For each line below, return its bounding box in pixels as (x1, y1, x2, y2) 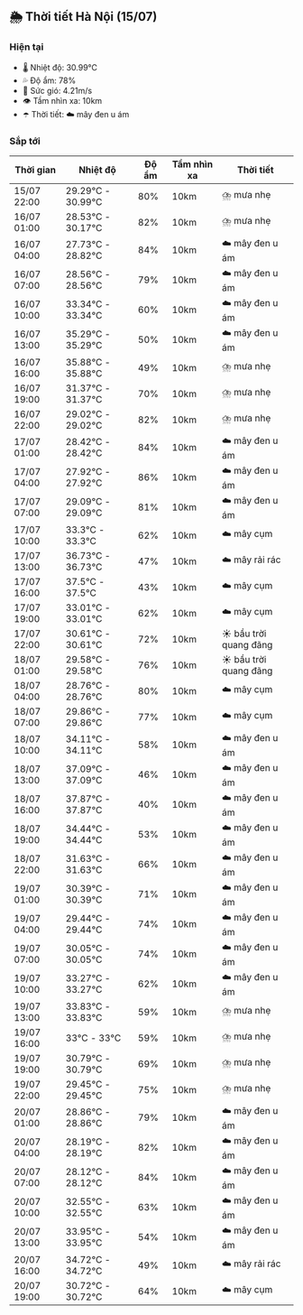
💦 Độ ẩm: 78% (22, 75, 77, 86)
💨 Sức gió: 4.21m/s (22, 85, 93, 96)
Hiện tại (9, 41, 44, 53)
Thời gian (14, 163, 57, 176)
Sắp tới (9, 134, 41, 147)
